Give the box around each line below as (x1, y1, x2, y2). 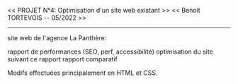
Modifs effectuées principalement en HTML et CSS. (7, 68, 158, 77)
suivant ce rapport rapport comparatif (7, 55, 118, 63)
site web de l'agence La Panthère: (7, 34, 107, 42)
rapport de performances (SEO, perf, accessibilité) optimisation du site (7, 47, 214, 56)
